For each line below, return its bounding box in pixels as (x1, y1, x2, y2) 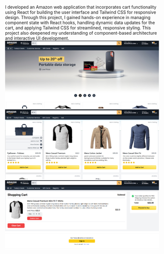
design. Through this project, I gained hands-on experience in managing (5, 15, 150, 20)
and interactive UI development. (5, 35, 69, 41)
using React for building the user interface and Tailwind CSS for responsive (5, 9, 156, 15)
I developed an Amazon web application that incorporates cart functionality (5, 4, 157, 10)
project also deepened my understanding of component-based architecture (5, 30, 157, 36)
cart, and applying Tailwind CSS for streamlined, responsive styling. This (5, 25, 151, 31)
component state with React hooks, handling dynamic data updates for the (5, 20, 155, 25)
